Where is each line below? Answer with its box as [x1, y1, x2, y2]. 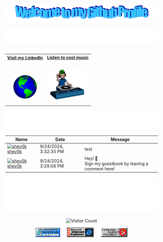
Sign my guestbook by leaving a [84, 161, 148, 166]
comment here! [84, 166, 115, 171]
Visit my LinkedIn [7, 55, 43, 61]
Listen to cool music [47, 54, 89, 60]
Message [111, 136, 130, 142]
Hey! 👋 [84, 155, 98, 161]
